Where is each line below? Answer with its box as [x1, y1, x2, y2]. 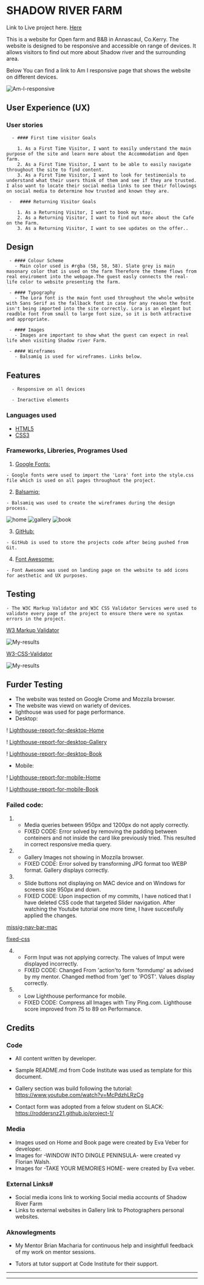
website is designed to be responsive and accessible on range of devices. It [6, 42, 196, 49]
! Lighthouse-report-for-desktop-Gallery [6, 739, 107, 746]
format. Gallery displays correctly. [24, 866, 109, 874]
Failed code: [6, 801, 44, 809]
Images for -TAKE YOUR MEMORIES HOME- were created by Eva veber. [15, 1165, 195, 1172]
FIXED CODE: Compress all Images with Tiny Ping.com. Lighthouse [24, 998, 192, 1006]
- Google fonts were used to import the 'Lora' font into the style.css [6, 472, 194, 478]
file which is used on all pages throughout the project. [6, 477, 156, 484]
